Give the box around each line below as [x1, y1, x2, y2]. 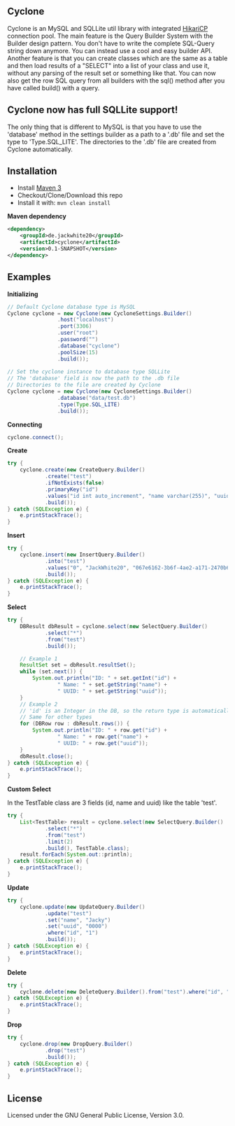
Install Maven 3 [17, 183, 62, 192]
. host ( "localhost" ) [57, 317, 114, 324]
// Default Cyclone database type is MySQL [7, 303, 136, 310]
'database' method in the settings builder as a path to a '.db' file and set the [7, 130, 225, 139]
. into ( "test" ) [44, 557, 86, 564]
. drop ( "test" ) [44, 1047, 86, 1054]
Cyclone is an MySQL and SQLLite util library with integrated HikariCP [7, 24, 208, 32]
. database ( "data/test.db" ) [57, 394, 136, 401]
